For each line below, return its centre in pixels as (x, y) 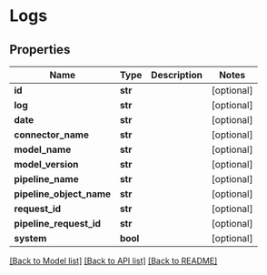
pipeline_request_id (58, 224)
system (30, 238)
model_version (46, 164)
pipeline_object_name (63, 194)
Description (177, 75)
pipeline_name (46, 179)
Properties (40, 50)
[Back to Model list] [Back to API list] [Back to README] (114, 261)
